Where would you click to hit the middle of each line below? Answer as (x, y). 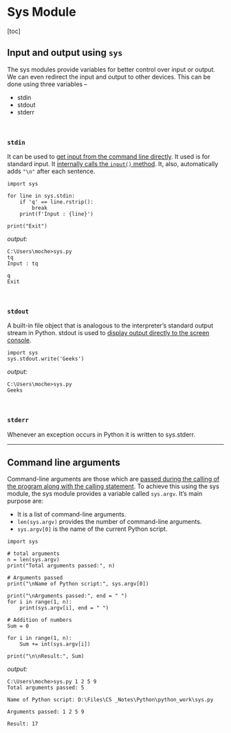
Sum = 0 (18, 626)
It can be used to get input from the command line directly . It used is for (109, 157)
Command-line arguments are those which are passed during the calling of (113, 479)
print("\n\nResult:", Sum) (46, 656)
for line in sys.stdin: (41, 196)
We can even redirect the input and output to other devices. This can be (109, 77)
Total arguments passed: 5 (46, 688)
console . (20, 340)
